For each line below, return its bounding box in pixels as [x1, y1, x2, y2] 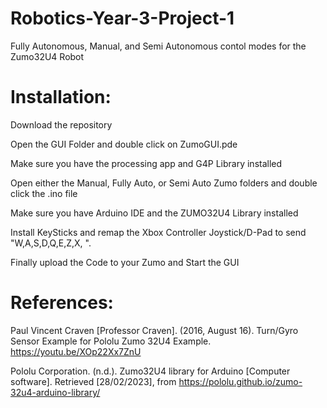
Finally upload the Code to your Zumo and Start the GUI [10, 256, 240, 268]
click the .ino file [10, 187, 78, 199]
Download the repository [10, 118, 113, 131]
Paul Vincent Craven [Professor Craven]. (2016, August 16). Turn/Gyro [10, 324, 299, 336]
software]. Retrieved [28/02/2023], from [10, 375, 177, 387]
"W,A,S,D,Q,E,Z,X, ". [10, 237, 92, 249]
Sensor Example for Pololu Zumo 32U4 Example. [10, 335, 212, 347]
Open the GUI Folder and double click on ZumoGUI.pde [10, 138, 238, 150]
